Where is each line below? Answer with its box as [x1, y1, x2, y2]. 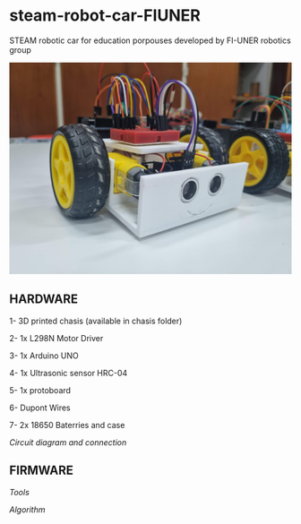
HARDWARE [9, 292, 79, 307]
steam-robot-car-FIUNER [9, 5, 202, 26]
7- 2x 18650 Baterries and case [9, 419, 125, 430]
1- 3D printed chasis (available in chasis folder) [9, 315, 183, 326]
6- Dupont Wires [9, 402, 71, 413]
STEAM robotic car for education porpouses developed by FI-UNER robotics [9, 35, 291, 46]
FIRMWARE [9, 463, 74, 478]
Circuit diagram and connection [9, 436, 127, 448]
